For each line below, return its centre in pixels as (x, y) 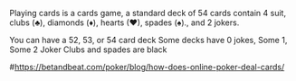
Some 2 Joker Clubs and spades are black (88, 49)
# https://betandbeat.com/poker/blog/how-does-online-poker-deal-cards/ (147, 67)
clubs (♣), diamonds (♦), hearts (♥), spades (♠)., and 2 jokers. (124, 22)
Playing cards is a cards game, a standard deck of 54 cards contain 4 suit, (148, 13)
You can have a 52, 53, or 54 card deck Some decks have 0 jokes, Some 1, (148, 40)
